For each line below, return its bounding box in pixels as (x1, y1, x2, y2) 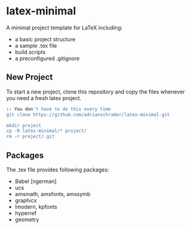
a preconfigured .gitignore (14, 55, 80, 62)
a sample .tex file (14, 42, 57, 49)
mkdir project (6, 122, 42, 128)
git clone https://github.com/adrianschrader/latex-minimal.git (6, 112, 170, 117)
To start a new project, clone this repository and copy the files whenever (6, 88, 186, 95)
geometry (14, 216, 40, 223)
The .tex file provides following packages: (6, 166, 110, 173)
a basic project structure (14, 35, 76, 43)
